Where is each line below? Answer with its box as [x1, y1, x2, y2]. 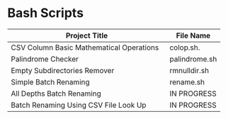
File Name [176, 30, 211, 40]
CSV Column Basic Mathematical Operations [11, 42, 159, 52]
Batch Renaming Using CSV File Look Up [11, 100, 147, 110]
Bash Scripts [7, 5, 84, 21]
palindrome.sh [169, 54, 217, 64]
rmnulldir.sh [169, 65, 210, 75]
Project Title [65, 30, 108, 40]
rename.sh [169, 76, 205, 86]
